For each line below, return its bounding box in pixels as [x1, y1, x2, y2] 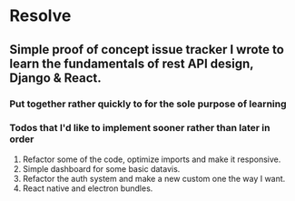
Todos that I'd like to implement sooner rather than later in [9, 122, 270, 135]
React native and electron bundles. [22, 183, 153, 194]
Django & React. [9, 70, 102, 85]
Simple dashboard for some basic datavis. [22, 163, 181, 174]
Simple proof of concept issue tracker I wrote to [9, 42, 284, 57]
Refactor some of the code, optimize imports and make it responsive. [22, 154, 281, 165]
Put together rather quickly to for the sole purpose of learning [9, 97, 288, 110]
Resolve [9, 5, 72, 26]
